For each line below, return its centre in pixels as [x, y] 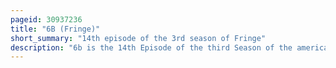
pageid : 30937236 [46, 19]
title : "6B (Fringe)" [55, 29]
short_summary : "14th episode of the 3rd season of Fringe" [138, 38]
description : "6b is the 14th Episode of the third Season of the [151, 47]
